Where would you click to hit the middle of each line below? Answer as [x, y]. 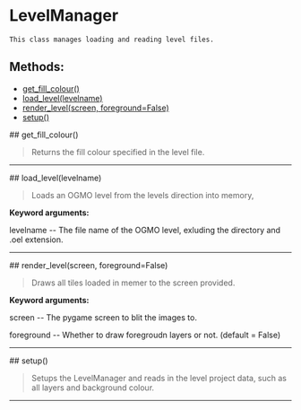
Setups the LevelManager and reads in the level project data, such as [159, 378]
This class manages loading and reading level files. [112, 39]
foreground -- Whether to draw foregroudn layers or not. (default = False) [145, 335]
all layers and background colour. [93, 388]
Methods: [37, 67]
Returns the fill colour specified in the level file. [118, 152]
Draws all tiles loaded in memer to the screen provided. [133, 283]
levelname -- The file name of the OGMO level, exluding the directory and [145, 230]
